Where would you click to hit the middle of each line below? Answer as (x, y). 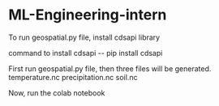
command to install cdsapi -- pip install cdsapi (86, 53)
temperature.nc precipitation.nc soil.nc (73, 77)
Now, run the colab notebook (57, 93)
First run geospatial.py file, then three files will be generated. (110, 68)
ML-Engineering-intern (88, 15)
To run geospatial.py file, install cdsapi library (84, 37)
